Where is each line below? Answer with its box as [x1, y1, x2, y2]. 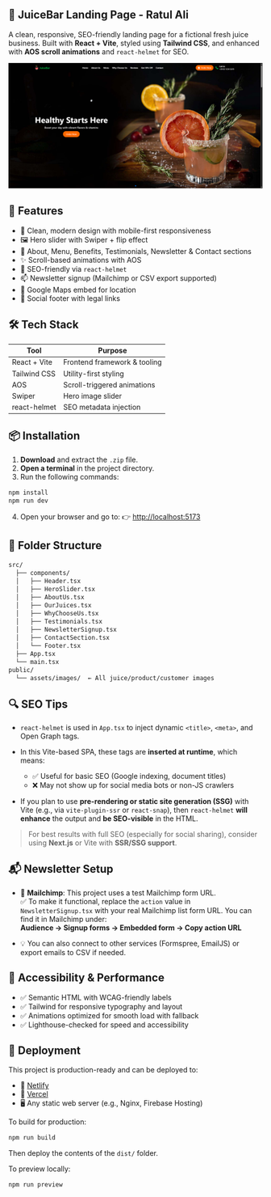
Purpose [98, 345, 127, 355]
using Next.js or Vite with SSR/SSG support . [27, 838, 177, 848]
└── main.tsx [15, 658, 60, 666]
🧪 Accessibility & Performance [8, 971, 165, 985]
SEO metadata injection [63, 402, 141, 412]
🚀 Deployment [8, 1043, 81, 1057]
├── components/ [15, 569, 70, 577]
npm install [8, 489, 48, 497]
